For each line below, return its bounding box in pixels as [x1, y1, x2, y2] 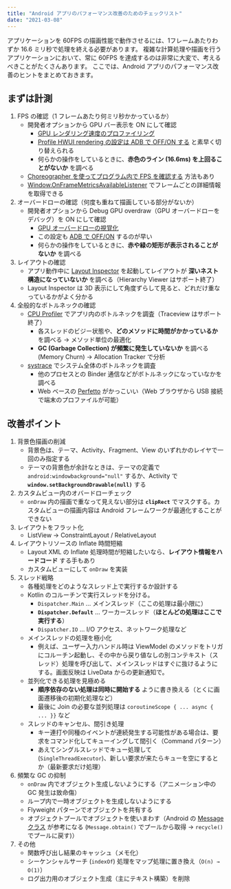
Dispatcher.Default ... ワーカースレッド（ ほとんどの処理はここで [37, 608, 222, 616]
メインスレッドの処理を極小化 [27, 634, 112, 642]
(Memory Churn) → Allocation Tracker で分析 [37, 353, 166, 361]
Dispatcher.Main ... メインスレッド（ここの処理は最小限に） [37, 600, 208, 608]
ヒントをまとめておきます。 [19, 70, 98, 79]
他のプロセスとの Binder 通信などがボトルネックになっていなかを [37, 370, 222, 378]
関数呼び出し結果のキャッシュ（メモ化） [27, 848, 142, 857]
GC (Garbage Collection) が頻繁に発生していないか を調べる [37, 344, 209, 353]
